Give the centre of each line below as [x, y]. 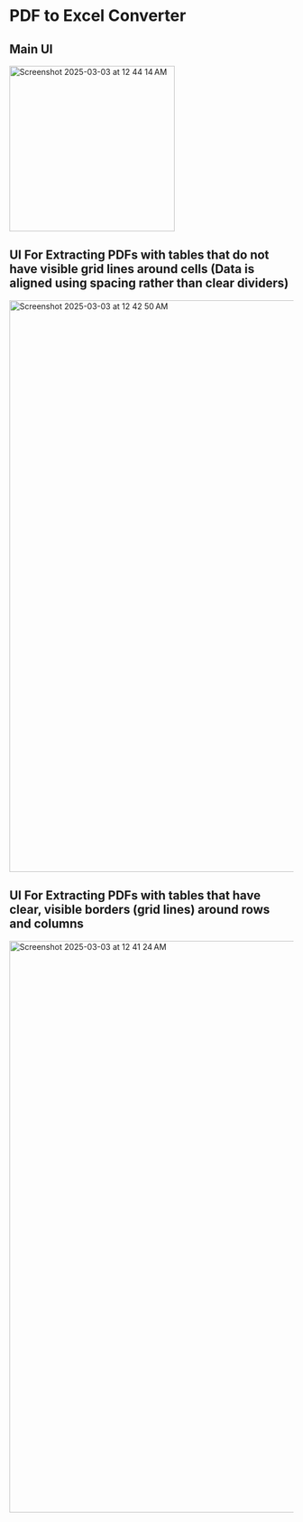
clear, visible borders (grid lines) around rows [140, 910]
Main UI [31, 49]
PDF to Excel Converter [98, 16]
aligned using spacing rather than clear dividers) [149, 283]
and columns [46, 924]
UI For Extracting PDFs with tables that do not [139, 255]
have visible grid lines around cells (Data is [132, 269]
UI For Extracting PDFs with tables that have [135, 896]
